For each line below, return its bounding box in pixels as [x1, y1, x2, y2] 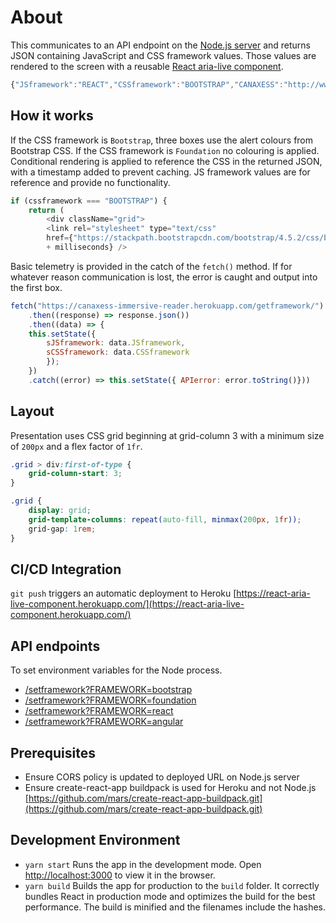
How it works [10, 107, 94, 125]
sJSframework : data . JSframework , [46, 338, 186, 348]
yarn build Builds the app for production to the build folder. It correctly [24, 879, 320, 891]
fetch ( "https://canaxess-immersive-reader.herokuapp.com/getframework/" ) [10, 301, 325, 311]
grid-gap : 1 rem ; [28, 524, 97, 534]
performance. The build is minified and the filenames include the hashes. [24, 901, 327, 913]
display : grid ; [28, 506, 92, 516]
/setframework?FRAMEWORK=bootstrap [24, 684, 193, 696]
